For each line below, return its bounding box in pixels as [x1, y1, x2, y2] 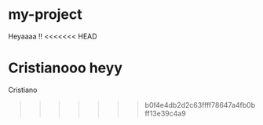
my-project [8, 6, 82, 24]
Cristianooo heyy [8, 59, 123, 77]
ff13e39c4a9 [144, 108, 186, 118]
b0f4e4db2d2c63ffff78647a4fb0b [144, 100, 256, 109]
